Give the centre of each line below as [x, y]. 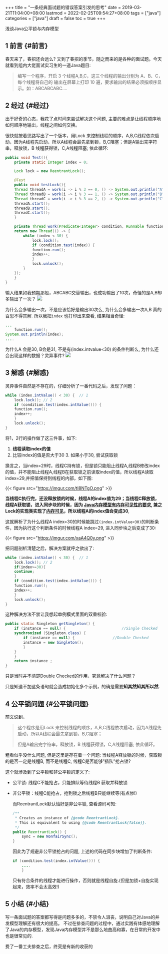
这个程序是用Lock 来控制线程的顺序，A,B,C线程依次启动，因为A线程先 [89, 728]
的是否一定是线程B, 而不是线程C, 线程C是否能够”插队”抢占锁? [68, 761]
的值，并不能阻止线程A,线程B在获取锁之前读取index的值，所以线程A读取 [79, 471]
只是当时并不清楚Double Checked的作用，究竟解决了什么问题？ [70, 676]
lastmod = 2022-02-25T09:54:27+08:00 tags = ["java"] [103, 13]
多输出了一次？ [20, 299]
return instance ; [33, 661]
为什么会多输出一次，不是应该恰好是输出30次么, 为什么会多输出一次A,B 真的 [83, 309]
